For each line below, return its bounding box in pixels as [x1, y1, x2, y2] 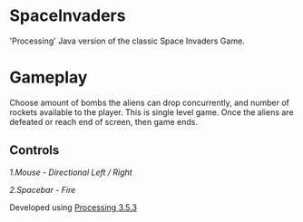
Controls [9, 142, 60, 159]
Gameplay [9, 67, 88, 88]
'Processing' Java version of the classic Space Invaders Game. [9, 35, 245, 46]
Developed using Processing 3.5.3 [9, 201, 138, 213]
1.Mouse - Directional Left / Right [9, 167, 133, 178]
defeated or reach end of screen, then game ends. [9, 116, 198, 127]
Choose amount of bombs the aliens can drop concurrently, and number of [9, 97, 290, 108]
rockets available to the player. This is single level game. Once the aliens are [9, 106, 294, 118]
